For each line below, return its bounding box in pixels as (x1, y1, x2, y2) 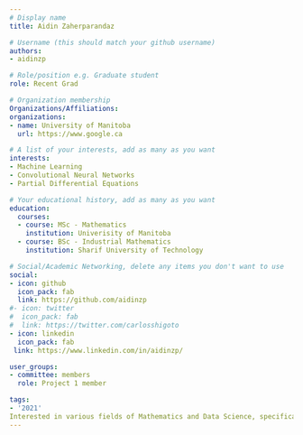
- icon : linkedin (9, 329, 75, 338)
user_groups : (9, 362, 59, 371)
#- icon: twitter (9, 304, 75, 313)
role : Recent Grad (9, 79, 78, 88)
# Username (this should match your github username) (9, 38, 216, 47)
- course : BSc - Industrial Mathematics (17, 237, 171, 246)
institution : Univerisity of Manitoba (25, 229, 171, 238)
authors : (9, 46, 42, 55)
